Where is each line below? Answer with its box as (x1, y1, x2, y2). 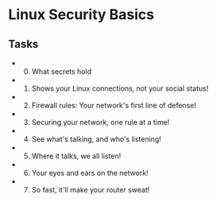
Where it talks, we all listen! (31, 151, 121, 161)
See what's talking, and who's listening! (31, 134, 161, 144)
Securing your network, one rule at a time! (31, 118, 170, 126)
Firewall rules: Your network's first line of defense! (31, 101, 197, 110)
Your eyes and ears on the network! (31, 169, 148, 177)
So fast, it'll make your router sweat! (31, 185, 150, 194)
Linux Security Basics (8, 6, 155, 24)
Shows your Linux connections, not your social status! (31, 84, 209, 93)
